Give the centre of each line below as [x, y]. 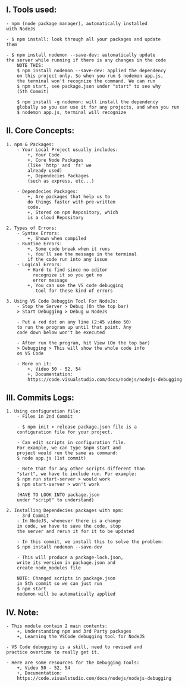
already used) [45, 170]
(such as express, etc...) [61, 181]
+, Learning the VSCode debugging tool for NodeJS [81, 637]
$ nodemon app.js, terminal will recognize [72, 112]
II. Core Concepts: [40, 131]
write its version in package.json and [66, 563]
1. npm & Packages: [30, 144]
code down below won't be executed [61, 332]
